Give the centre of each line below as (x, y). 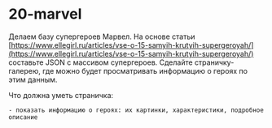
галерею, (24, 70)
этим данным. (33, 79)
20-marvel (45, 14)
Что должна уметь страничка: (61, 95)
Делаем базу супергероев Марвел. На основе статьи (102, 36)
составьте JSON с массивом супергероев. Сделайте (101, 62)
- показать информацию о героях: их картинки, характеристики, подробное (136, 110)
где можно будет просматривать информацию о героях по (145, 70)
